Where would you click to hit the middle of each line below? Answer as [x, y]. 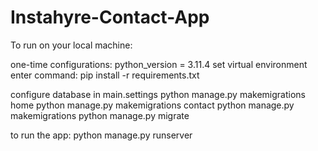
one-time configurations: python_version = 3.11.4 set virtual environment [159, 64]
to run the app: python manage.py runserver [101, 135]
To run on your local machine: [71, 45]
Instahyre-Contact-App [110, 17]
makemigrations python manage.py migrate [100, 115]
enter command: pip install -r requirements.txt [105, 75]
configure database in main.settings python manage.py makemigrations [158, 94]
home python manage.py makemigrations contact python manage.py [152, 105]
